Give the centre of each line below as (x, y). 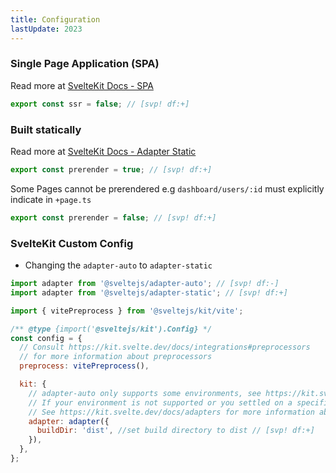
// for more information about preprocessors (116, 357)
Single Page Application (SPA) (85, 64)
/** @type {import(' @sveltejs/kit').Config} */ (111, 329)
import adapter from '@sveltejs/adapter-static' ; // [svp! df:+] (149, 292)
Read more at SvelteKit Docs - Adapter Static (103, 151)
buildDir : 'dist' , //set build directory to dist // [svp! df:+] (175, 431)
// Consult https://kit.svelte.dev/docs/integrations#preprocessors (165, 347)
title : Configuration (55, 19)
